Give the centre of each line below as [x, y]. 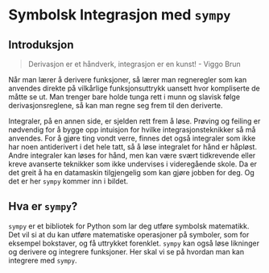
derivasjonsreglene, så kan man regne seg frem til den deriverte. [116, 105]
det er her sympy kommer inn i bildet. [68, 181]
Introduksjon [41, 45]
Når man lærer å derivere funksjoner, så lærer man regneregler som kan [128, 80]
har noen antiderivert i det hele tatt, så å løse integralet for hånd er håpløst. [133, 147]
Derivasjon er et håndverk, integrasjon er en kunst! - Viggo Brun [134, 64]
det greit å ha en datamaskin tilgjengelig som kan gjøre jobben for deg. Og [132, 172]
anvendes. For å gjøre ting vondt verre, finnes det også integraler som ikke [132, 138]
